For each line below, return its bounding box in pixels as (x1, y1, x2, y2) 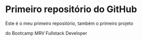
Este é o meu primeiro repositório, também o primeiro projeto (5, 20, 133, 26)
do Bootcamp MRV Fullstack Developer (5, 30, 88, 36)
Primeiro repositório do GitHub (5, 4, 137, 15)
